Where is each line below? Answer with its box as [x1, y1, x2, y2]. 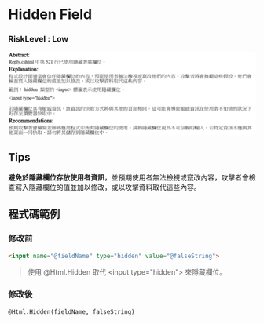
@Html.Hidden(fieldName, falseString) [8, 308, 135, 316]
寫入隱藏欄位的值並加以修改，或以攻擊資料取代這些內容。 [14, 182, 201, 191]
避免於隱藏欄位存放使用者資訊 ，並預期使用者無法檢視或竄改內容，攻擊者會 [8, 173, 249, 182]
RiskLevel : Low [8, 34, 69, 45]
